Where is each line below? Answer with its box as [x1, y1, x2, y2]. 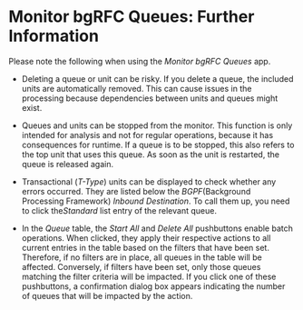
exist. [21, 102, 43, 113]
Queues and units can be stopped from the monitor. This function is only [21, 120, 293, 131]
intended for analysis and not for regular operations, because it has [21, 129, 274, 140]
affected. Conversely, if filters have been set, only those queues [21, 261, 261, 272]
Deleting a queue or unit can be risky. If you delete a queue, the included [21, 73, 294, 84]
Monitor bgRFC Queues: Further [8, 6, 255, 27]
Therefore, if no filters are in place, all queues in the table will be [21, 252, 262, 263]
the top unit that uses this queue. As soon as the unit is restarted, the [21, 148, 280, 160]
